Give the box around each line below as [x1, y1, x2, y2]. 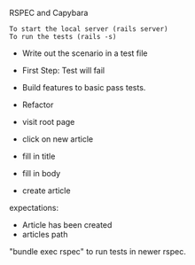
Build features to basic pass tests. [21, 82, 146, 92]
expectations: [9, 203, 59, 213]
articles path [21, 230, 68, 239]
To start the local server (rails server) [9, 25, 168, 34]
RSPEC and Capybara [9, 8, 89, 18]
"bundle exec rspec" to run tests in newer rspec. [9, 246, 186, 256]
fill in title [21, 151, 56, 161]
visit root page [21, 117, 75, 127]
